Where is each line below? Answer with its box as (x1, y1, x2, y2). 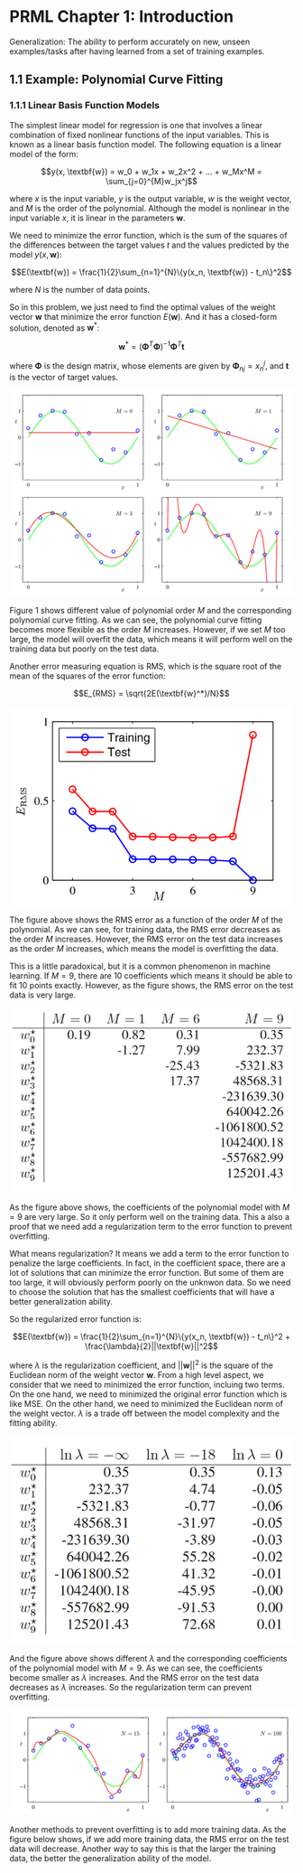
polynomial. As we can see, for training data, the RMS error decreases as (9, 923, 281, 934)
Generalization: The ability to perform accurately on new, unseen (9, 36, 251, 47)
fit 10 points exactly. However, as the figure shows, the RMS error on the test (9, 979, 294, 990)
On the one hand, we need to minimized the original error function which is (9, 1389, 288, 1400)
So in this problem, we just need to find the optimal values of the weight (9, 301, 276, 313)
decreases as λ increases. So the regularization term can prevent (9, 1681, 252, 1692)
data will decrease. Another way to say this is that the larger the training (9, 1843, 277, 1854)
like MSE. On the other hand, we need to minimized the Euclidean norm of (9, 1398, 284, 1409)
